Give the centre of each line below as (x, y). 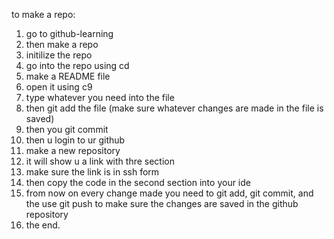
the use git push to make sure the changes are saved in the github (162, 203)
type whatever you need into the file (100, 97)
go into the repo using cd (77, 65)
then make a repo (62, 44)
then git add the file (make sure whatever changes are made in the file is (174, 108)
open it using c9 (59, 87)
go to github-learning (69, 33)
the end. (43, 225)
